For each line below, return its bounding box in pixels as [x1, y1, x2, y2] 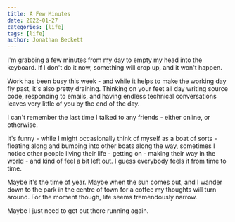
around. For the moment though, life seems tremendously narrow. [7, 193, 198, 202]
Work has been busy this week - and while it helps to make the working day [7, 77, 227, 85]
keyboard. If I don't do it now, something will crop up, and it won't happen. [7, 63, 223, 72]
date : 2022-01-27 [7, 17, 58, 24]
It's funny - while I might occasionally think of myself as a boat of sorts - [7, 135, 217, 143]
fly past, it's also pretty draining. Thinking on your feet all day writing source [7, 85, 229, 93]
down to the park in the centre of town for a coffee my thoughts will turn [7, 185, 217, 194]
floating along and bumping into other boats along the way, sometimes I [7, 142, 215, 150]
